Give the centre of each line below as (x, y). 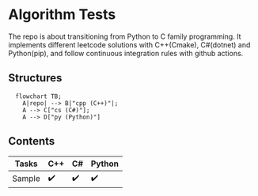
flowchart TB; (38, 96)
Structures (35, 78)
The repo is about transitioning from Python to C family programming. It (125, 36)
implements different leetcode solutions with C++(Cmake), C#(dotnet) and (129, 44)
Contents (32, 141)
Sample (27, 179)
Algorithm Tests (62, 15)
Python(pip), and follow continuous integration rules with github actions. (126, 53)
